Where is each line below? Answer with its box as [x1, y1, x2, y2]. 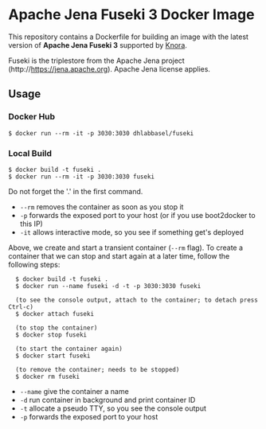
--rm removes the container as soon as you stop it [19, 201, 184, 212]
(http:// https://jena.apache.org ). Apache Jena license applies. [8, 64, 211, 73]
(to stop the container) [15, 324, 98, 332]
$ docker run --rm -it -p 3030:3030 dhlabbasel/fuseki [8, 129, 194, 137]
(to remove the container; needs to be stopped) [15, 365, 180, 373]
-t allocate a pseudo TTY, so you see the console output [19, 404, 207, 413]
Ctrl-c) [8, 302, 34, 311]
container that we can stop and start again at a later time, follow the [8, 251, 230, 260]
